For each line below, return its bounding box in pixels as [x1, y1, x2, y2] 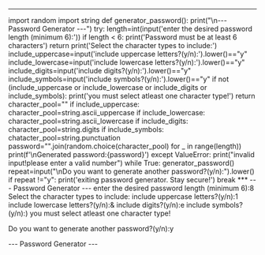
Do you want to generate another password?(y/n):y [8, 224, 174, 233]
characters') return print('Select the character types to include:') [8, 41, 218, 50]
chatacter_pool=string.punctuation [8, 133, 121, 142]
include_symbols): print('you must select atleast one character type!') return [8, 92, 256, 100]
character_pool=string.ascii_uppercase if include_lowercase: [8, 108, 206, 117]
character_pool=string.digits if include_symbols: [8, 125, 164, 134]
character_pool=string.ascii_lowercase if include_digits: [8, 116, 188, 126]
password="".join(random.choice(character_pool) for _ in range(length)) [8, 141, 242, 151]
